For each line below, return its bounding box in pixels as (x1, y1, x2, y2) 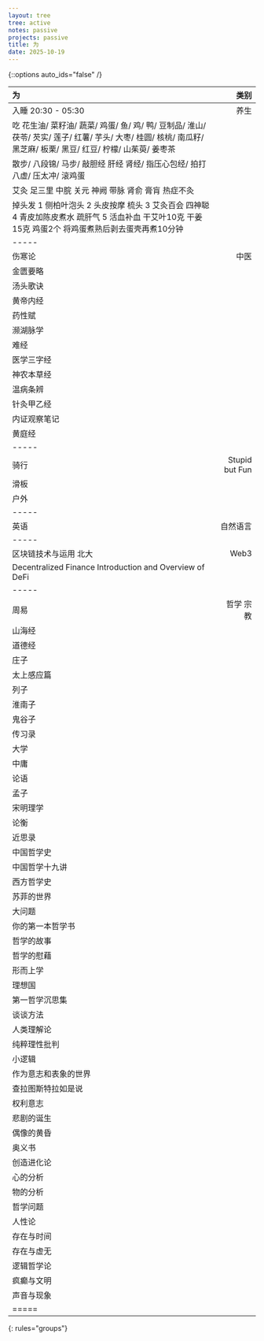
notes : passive (8, 26, 58, 34)
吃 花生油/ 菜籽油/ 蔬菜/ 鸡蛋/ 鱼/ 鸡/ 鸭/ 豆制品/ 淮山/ (12, 120, 207, 131)
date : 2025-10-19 (8, 48, 65, 56)
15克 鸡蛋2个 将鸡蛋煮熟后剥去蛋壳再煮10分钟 (12, 224, 184, 234)
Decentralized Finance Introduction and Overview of (12, 562, 205, 572)
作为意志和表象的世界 (12, 1068, 92, 1079)
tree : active (8, 19, 51, 27)
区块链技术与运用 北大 (12, 548, 93, 559)
